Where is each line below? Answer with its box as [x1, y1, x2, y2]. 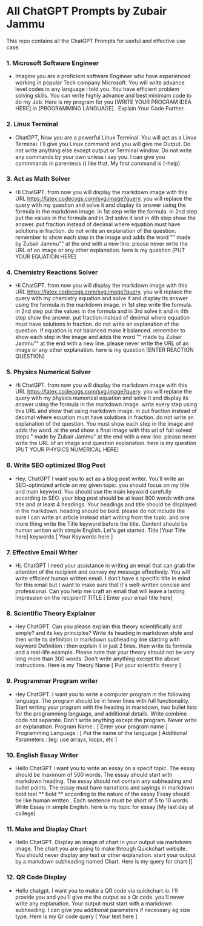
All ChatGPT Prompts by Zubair [6, 4, 167, 18]
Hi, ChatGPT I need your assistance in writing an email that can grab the [15, 562, 195, 569]
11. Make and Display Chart [6, 825, 87, 833]
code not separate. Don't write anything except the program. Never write [15, 716, 197, 723]
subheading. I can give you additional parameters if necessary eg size [15, 906, 190, 913]
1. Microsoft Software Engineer [6, 59, 99, 67]
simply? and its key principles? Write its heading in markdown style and [15, 629, 193, 637]
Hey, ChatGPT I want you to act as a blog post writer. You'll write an [15, 475, 184, 482]
